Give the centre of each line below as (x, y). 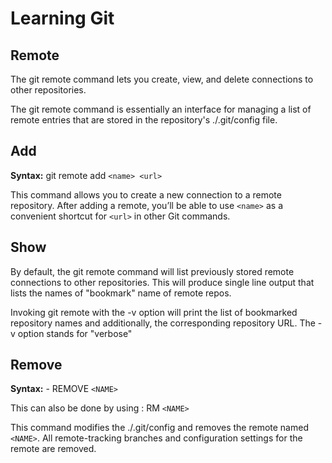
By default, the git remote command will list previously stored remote (152, 271)
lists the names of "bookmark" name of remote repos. (121, 293)
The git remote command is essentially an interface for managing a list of (161, 109)
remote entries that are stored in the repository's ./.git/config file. (144, 120)
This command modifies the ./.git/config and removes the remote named (159, 428)
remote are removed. (53, 449)
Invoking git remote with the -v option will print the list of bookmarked (154, 312)
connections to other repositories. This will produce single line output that (162, 282)
